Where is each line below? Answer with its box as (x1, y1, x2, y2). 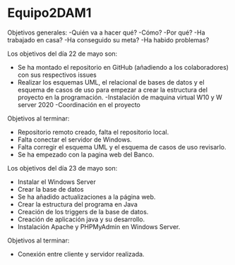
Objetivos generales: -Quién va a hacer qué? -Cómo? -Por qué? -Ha (7, 28, 206, 37)
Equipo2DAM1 (7, 5, 92, 21)
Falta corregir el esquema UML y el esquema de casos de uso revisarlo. (17, 142, 227, 151)
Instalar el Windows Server (17, 178, 97, 186)
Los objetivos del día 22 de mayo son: (7, 49, 118, 58)
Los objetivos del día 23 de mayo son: (7, 164, 118, 172)
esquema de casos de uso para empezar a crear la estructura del (17, 85, 208, 94)
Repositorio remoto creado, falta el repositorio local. (17, 128, 169, 136)
